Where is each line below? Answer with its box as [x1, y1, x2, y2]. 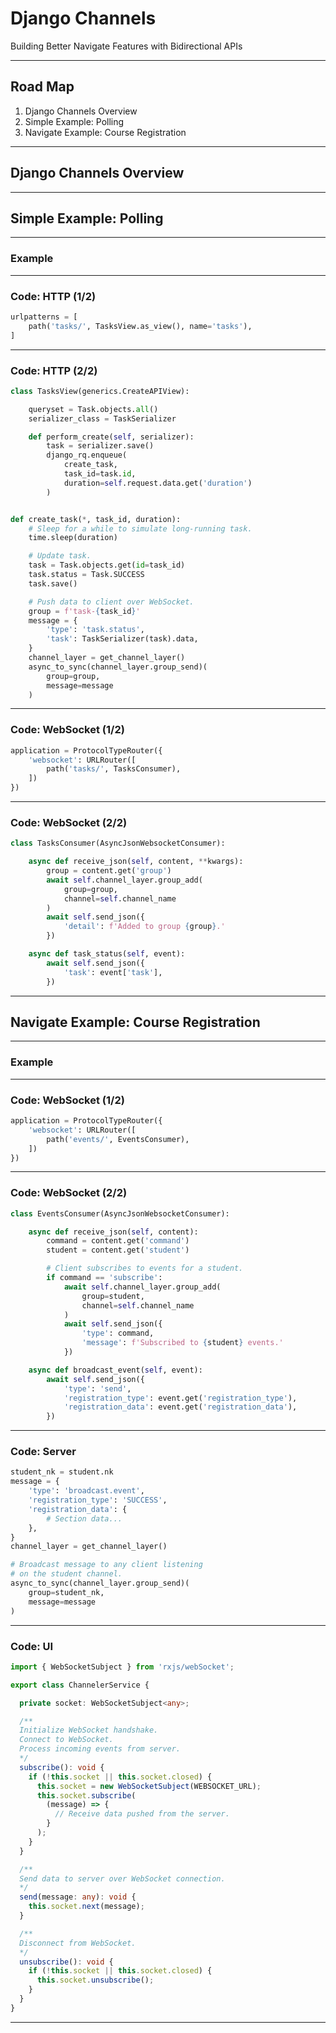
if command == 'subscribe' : [46, 1273, 163, 1283]
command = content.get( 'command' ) [46, 1236, 190, 1246]
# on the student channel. [10, 1569, 123, 1579]
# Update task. [28, 551, 92, 561]
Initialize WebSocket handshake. [19, 1725, 159, 1736]
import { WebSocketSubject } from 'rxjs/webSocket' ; [10, 1662, 235, 1672]
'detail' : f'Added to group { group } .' [63, 922, 226, 932]
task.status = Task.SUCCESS [28, 570, 145, 580]
